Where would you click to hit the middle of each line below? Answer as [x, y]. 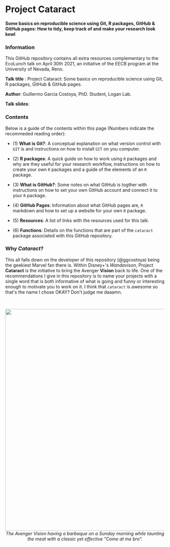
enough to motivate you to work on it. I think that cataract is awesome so [81, 286]
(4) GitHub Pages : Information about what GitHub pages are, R [78, 205]
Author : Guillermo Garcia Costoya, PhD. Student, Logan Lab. [68, 94]
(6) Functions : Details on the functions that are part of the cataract [83, 230]
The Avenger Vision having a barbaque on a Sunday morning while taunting [85, 533]
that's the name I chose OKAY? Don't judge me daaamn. [64, 292]
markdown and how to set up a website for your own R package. [79, 210]
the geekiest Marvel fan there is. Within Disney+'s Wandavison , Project [79, 265]
